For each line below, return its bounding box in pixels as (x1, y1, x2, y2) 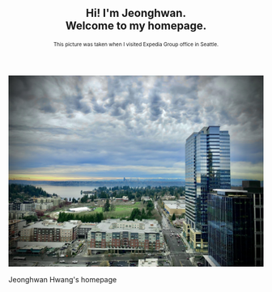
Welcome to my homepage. (65, 19, 207, 33)
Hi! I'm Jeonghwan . (86, 6, 186, 20)
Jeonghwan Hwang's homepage (8, 274, 117, 284)
